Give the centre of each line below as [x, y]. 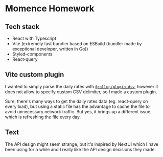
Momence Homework [50, 9]
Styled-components [32, 54]
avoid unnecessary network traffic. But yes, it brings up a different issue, [78, 111]
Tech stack [22, 27]
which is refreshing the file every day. [43, 117]
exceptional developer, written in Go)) [50, 49]
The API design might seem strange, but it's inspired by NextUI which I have [82, 144]
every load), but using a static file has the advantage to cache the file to [78, 106]
